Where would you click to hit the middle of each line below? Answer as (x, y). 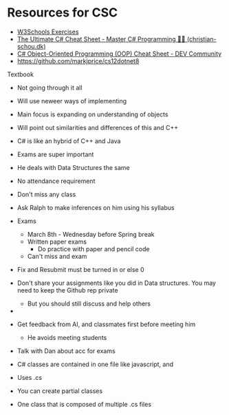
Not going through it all (50, 87)
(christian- (201, 39)
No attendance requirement (56, 181)
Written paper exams (57, 242)
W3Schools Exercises (48, 32)
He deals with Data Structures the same (73, 167)
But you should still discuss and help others (89, 304)
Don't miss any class (46, 194)
